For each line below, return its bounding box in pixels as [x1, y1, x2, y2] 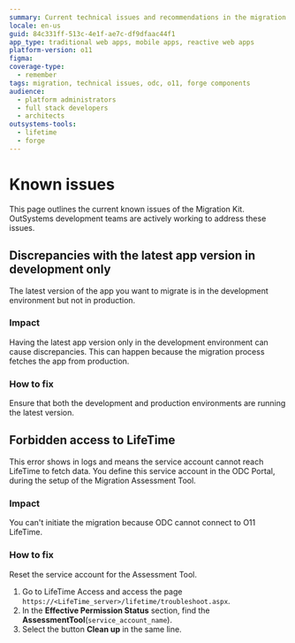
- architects [17, 111, 65, 120]
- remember [17, 71, 57, 80]
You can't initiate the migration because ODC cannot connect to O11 [9, 517, 256, 528]
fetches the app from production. [9, 356, 130, 366]
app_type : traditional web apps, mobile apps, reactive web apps [9, 37, 254, 47]
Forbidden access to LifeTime [9, 432, 176, 448]
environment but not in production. [9, 295, 136, 305]
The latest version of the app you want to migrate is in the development [9, 285, 269, 296]
